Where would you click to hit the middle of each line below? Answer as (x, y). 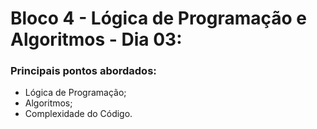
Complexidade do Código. (78, 114)
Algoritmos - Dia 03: (96, 39)
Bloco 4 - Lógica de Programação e (159, 18)
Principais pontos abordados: (83, 71)
